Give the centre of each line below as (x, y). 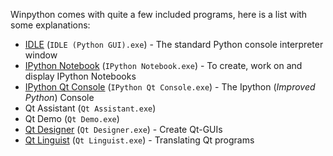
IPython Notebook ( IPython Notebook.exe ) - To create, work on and (163, 65)
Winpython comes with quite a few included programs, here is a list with (159, 14)
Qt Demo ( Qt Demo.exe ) (72, 118)
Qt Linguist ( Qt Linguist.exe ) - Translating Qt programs (139, 140)
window (41, 55)
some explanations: (50, 25)
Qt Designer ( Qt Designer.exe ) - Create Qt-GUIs (123, 129)
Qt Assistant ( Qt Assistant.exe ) (90, 108)
